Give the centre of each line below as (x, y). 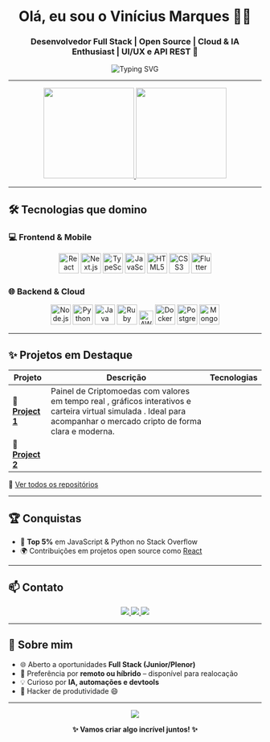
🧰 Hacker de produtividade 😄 (69, 690)
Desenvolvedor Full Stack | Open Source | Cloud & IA (135, 42)
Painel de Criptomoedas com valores (121, 391)
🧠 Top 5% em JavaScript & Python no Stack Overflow (109, 542)
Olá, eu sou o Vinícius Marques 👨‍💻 (135, 16)
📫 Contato (36, 588)
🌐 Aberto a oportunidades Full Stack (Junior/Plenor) (108, 664)
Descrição (127, 377)
